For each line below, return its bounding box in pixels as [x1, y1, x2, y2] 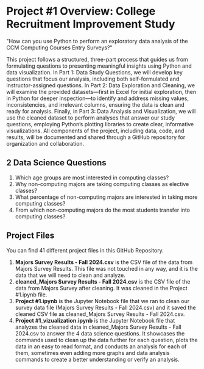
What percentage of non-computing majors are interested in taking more [15, 193, 198, 201]
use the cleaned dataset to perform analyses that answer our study [6, 114, 175, 121]
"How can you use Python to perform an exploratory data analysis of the [6, 37, 188, 45]
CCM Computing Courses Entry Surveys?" [6, 44, 113, 51]
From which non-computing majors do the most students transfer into [15, 206, 191, 213]
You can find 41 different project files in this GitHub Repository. [6, 246, 164, 254]
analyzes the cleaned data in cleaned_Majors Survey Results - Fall [15, 323, 181, 331]
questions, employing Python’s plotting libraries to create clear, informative [6, 120, 194, 127]
